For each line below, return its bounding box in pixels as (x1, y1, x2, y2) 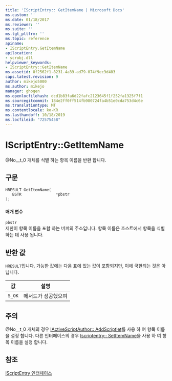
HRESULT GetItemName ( (5, 187, 52, 192)
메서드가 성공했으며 (23, 293, 68, 300)
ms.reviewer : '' (5, 22, 40, 27)
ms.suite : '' (5, 27, 33, 32)
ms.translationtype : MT (5, 103, 56, 108)
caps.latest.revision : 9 (5, 74, 58, 79)
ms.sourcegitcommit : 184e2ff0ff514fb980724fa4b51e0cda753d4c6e (5, 98, 143, 103)
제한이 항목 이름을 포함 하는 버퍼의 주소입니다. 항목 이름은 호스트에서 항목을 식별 (5, 225, 165, 231)
